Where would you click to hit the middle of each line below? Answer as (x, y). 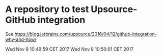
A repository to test (47, 9)
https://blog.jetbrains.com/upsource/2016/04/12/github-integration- (86, 34)
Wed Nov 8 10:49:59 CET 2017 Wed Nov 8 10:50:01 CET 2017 (70, 49)
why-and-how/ (21, 39)
